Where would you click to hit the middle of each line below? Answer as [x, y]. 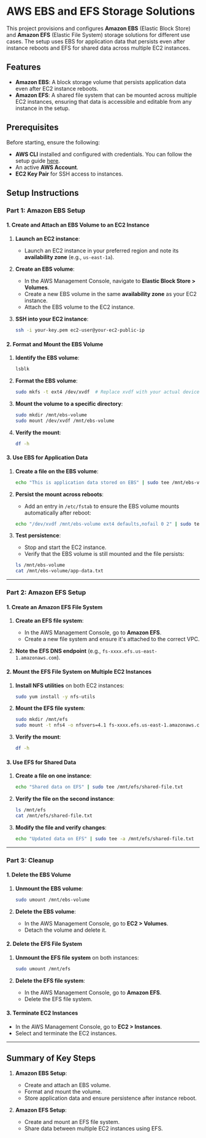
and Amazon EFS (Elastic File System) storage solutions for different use [98, 34]
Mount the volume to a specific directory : [69, 403]
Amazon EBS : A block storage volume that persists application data [101, 82]
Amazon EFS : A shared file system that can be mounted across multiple [106, 95]
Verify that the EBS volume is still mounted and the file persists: [105, 554]
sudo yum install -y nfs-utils [55, 696]
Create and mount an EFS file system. [72, 1121]
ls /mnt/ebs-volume [40, 565]
